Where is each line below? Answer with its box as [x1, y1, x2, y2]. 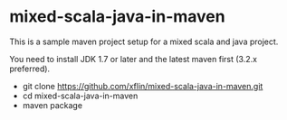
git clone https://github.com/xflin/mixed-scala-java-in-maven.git [22, 80, 263, 91]
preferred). [9, 63, 51, 74]
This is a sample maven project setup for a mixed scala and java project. [9, 36, 279, 47]
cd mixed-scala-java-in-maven [22, 90, 139, 101]
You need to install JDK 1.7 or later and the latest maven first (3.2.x [9, 53, 258, 64]
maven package [22, 99, 83, 110]
